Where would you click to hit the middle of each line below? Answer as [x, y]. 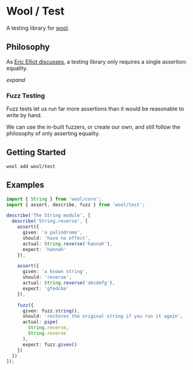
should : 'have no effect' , [56, 238]
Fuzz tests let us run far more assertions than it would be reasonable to [95, 109]
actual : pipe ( [40, 322]
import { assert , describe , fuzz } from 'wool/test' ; [76, 204]
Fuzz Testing [26, 95]
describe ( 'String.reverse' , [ [50, 221]
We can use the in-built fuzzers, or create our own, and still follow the [93, 127]
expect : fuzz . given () [50, 345]
